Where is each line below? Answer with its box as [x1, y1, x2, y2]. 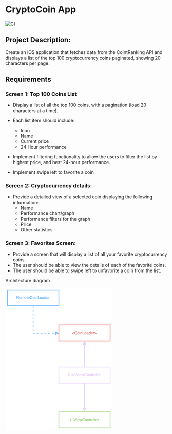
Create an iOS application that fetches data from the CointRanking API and [5, 49, 163, 55]
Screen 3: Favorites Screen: [5, 239, 76, 246]
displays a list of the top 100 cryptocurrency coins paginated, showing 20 [5, 55, 161, 61]
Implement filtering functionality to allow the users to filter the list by [12, 154, 158, 160]
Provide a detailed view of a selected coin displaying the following [12, 194, 153, 200]
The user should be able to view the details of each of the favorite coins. [12, 262, 166, 268]
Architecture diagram [5, 278, 50, 284]
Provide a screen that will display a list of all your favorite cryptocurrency [12, 251, 167, 258]
